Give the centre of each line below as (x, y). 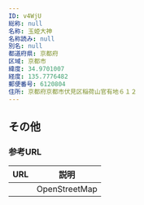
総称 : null (26, 24)
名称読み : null (32, 39)
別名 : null (26, 46)
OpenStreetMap (67, 190)
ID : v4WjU (25, 16)
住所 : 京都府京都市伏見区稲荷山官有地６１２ (73, 92)
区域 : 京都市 (27, 62)
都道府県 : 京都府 (33, 54)
